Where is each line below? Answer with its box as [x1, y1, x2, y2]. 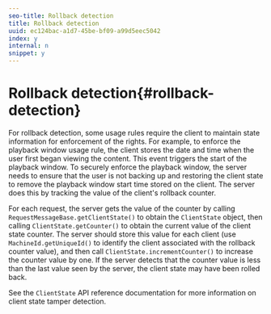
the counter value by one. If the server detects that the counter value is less [8, 255, 261, 265]
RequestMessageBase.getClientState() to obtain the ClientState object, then [8, 211, 263, 222]
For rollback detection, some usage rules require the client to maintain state [8, 128, 260, 137]
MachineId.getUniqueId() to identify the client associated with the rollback [8, 237, 256, 247]
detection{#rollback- [70, 84, 214, 103]
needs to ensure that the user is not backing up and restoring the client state [8, 170, 264, 180]
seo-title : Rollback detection [8, 11, 114, 20]
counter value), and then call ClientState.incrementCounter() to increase [8, 246, 253, 256]
